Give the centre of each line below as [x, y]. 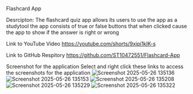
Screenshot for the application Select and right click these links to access [95, 66]
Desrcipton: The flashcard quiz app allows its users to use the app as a [92, 20]
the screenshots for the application [48, 73]
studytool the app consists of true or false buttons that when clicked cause [97, 26]
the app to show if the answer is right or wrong [62, 32]
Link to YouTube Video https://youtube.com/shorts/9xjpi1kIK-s [81, 44]
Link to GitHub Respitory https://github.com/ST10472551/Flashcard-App [93, 55]
